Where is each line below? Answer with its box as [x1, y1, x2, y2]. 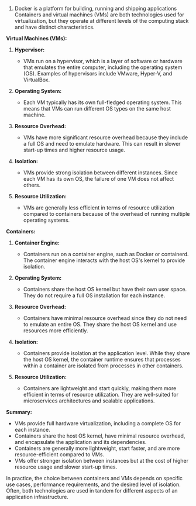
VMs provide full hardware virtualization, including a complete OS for [14, 420, 181, 426]
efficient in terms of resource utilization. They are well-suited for [23, 391, 178, 398]
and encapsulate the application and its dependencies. [14, 439, 147, 445]
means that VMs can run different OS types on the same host [23, 105, 171, 112]
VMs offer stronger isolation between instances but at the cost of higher [14, 457, 189, 464]
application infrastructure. [6, 494, 68, 500]
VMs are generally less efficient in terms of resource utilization [23, 204, 174, 211]
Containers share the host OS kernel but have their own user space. [23, 286, 187, 292]
